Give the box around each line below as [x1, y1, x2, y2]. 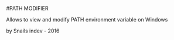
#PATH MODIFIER [6, 5, 49, 12]
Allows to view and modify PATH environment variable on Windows [6, 16, 168, 23]
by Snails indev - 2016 [6, 27, 60, 34]
